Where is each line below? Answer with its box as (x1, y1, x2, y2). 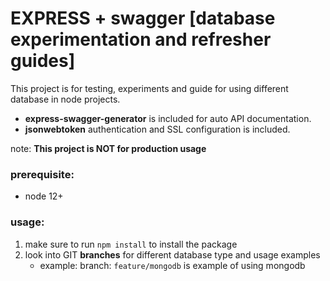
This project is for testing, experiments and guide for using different (10, 82, 289, 94)
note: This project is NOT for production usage (10, 142, 207, 154)
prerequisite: (10, 167, 75, 181)
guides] (10, 50, 76, 72)
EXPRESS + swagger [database (10, 7, 276, 30)
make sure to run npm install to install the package (24, 238, 238, 250)
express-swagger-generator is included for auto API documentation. (24, 112, 312, 124)
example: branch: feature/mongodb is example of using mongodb (39, 259, 306, 271)
